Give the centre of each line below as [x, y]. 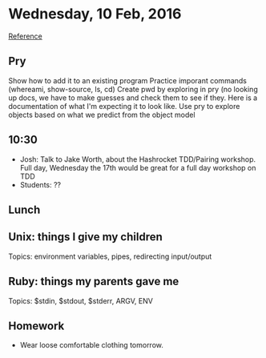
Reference [25, 36]
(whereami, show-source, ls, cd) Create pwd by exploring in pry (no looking [133, 89]
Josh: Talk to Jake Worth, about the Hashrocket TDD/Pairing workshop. [138, 159]
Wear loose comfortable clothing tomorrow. [92, 345]
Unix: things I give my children [85, 237]
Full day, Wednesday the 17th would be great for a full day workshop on [138, 167]
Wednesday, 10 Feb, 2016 [95, 14]
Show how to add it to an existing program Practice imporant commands [127, 80]
